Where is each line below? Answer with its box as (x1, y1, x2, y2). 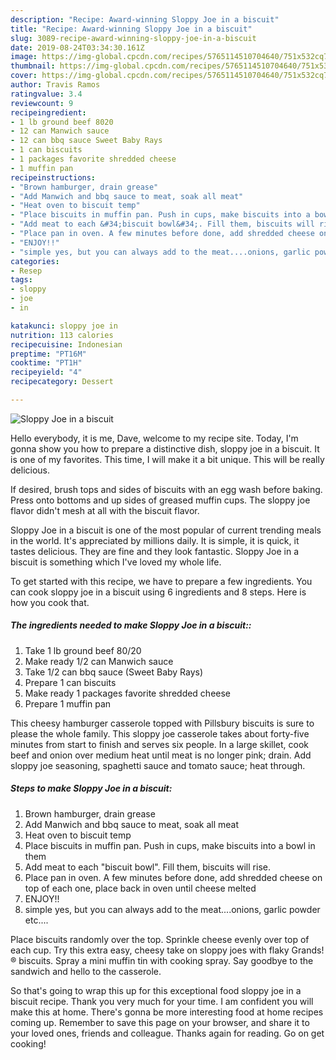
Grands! (291, 944, 325, 956)
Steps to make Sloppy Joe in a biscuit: (10, 782, 173, 795)
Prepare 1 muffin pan (24, 697, 112, 710)
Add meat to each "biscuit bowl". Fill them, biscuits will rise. (24, 861, 271, 873)
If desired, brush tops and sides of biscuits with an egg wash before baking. (10, 483, 323, 495)
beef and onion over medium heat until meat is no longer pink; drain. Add (10, 749, 312, 761)
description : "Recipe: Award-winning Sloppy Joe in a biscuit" (10, 14, 280, 25)
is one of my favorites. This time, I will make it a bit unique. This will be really (10, 453, 325, 465)
